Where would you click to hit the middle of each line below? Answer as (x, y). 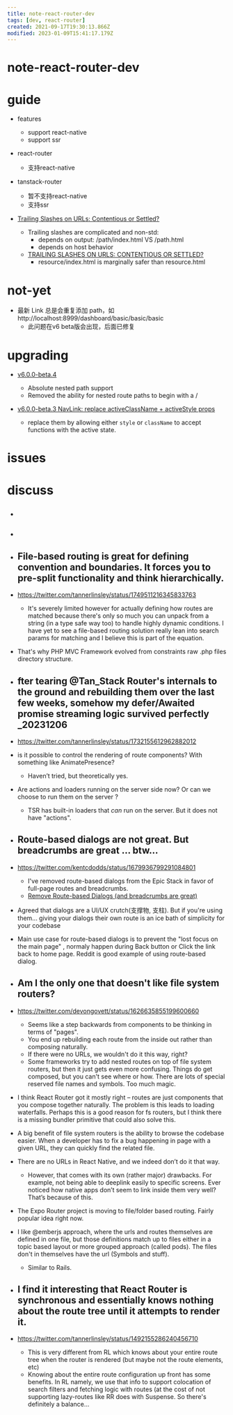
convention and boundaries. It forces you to (114, 567)
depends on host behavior (75, 247)
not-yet (29, 290)
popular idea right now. (50, 1218)
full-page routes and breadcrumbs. (78, 888)
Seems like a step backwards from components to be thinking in (120, 1024)
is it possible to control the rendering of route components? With (110, 755)
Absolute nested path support (70, 388)
